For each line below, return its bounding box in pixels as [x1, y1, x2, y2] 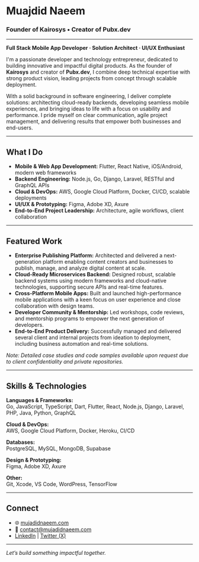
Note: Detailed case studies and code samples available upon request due [6, 352, 188, 359]
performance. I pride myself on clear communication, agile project [6, 112, 168, 119]
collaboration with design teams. [14, 302, 95, 310]
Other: [6, 474, 23, 481]
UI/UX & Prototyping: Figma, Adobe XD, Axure [14, 201, 129, 208]
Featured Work [6, 236, 62, 246]
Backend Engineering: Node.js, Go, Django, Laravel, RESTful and [14, 175, 175, 182]
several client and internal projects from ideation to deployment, [14, 334, 171, 341]
